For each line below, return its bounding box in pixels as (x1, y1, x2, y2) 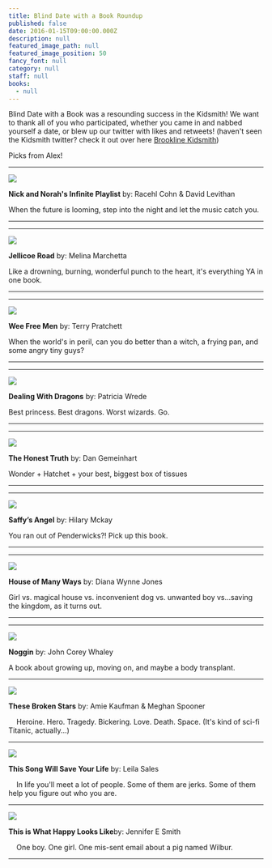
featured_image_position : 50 (8, 49, 107, 57)
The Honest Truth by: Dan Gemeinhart (8, 453, 138, 463)
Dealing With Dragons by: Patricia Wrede (8, 392, 147, 402)
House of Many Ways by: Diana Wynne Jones (8, 577, 164, 587)
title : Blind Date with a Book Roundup (8, 11, 143, 20)
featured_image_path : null (8, 42, 100, 50)
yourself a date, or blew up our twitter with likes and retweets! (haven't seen (8, 126, 262, 136)
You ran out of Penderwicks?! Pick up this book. (8, 531, 168, 541)
